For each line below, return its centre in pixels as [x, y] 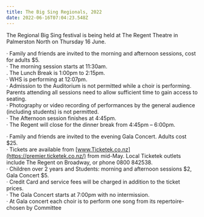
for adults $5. [23, 60]
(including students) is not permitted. [53, 112]
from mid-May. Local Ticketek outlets [134, 155]
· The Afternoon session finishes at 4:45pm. [62, 118]
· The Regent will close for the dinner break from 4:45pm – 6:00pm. [91, 124]
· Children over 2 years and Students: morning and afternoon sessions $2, [99, 169]
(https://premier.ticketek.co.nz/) [46, 155]
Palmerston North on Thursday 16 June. [56, 41]
